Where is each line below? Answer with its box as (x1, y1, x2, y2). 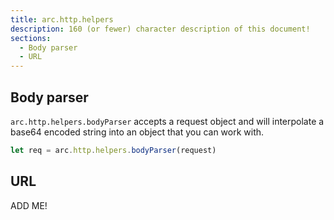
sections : (10, 33, 52, 43)
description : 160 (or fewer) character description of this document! (10, 24, 311, 34)
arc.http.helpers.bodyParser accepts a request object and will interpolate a (10, 115, 325, 127)
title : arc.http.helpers (10, 14, 114, 25)
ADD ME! (10, 199, 48, 211)
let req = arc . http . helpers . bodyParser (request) (10, 145, 217, 155)
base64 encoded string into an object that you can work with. (10, 126, 265, 138)
